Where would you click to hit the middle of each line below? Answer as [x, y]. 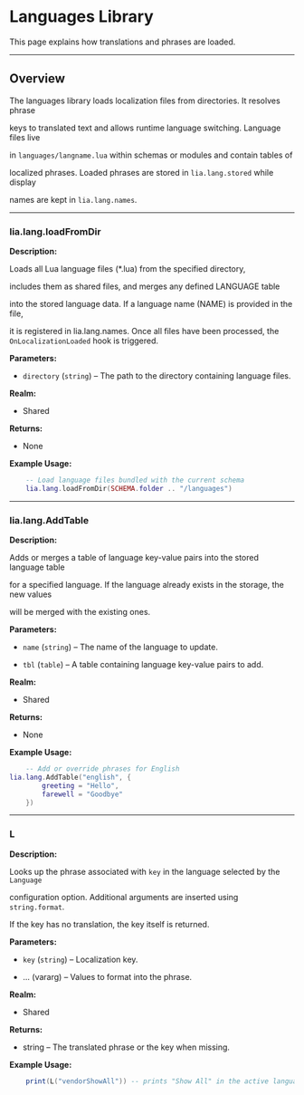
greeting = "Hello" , [81, 785]
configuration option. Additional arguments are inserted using [124, 897]
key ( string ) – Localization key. [80, 959]
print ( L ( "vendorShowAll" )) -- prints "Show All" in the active [147, 1081]
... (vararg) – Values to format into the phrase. [107, 976]
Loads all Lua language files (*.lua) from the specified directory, [128, 269]
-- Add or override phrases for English [103, 769]
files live [25, 137]
